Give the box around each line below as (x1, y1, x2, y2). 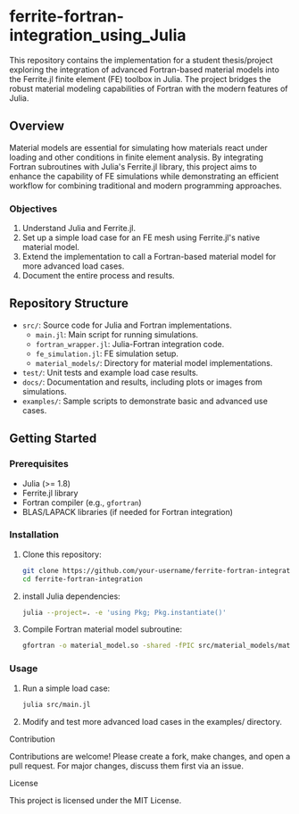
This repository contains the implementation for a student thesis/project (9, 54, 274, 65)
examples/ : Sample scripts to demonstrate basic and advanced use (21, 395, 268, 406)
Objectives (9, 203, 58, 215)
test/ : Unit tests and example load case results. (21, 367, 199, 378)
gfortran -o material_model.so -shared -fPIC (21, 641, 195, 651)
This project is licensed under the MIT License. (9, 794, 182, 805)
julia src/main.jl (21, 700, 91, 709)
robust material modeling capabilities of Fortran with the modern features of (9, 83, 288, 94)
